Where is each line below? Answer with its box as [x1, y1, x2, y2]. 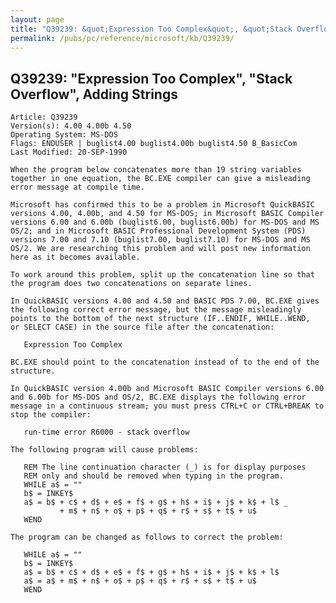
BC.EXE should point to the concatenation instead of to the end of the [10, 357, 320, 368]
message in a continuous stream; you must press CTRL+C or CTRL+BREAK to [10, 401, 325, 411]
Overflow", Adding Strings [10, 86, 178, 103]
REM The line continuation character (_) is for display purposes [23, 462, 307, 473]
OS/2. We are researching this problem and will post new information [10, 244, 311, 254]
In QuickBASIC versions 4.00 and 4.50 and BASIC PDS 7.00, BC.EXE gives [10, 296, 320, 306]
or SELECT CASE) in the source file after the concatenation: [10, 322, 275, 333]
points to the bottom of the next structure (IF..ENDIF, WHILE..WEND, [10, 314, 311, 324]
